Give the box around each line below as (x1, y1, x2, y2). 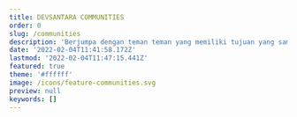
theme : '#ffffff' (9, 70, 73, 79)
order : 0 (9, 21, 42, 30)
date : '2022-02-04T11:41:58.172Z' (9, 46, 137, 55)
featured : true (9, 62, 65, 71)
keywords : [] (9, 94, 57, 104)
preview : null (9, 86, 62, 95)
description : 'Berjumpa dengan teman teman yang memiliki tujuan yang (9, 37, 275, 47)
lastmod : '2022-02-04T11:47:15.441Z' (9, 54, 148, 62)
